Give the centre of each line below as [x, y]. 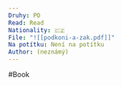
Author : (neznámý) [38, 52]
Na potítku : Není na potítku [56, 45]
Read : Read [26, 23]
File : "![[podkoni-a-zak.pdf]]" [61, 37]
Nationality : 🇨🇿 [37, 30]
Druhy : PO [25, 15]
